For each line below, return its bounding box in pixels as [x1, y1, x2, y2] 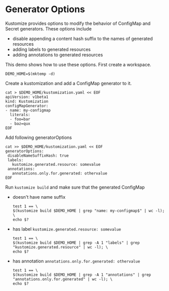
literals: [10, 112, 30, 117]
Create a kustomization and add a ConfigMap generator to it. [5, 80, 132, 86]
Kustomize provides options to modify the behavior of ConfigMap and [5, 20, 151, 26]
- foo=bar [10, 117, 30, 122]
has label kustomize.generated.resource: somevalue [12, 226, 121, 232]
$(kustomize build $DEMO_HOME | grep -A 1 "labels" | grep [12, 240, 140, 245]
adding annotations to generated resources [12, 52, 103, 58]
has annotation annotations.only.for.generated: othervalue [12, 258, 140, 264]
